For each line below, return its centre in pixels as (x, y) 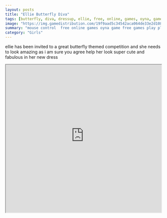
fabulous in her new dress (32, 57)
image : (12, 23)
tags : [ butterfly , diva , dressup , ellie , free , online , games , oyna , (78, 19)
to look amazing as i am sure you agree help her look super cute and (75, 52)
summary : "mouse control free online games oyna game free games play (80, 28)
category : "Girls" (24, 33)
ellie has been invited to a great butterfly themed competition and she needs (83, 47)
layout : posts (20, 10)
